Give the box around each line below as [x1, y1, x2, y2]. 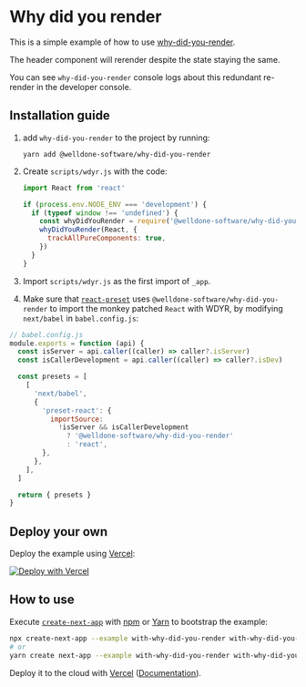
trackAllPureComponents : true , [46, 234, 167, 243]
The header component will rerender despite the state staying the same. [9, 54, 280, 65]
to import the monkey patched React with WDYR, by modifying [49, 302, 284, 313]
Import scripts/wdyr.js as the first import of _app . [22, 275, 211, 286]
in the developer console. [36, 81, 132, 92]
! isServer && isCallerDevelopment [57, 423, 189, 432]
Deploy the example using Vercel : [9, 549, 136, 559]
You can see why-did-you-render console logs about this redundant [9, 71, 262, 83]
